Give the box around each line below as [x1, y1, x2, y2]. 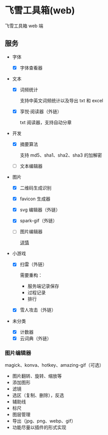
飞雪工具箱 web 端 [5, 23, 44, 29]
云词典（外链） [19, 335, 52, 342]
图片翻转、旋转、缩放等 [12, 373, 62, 379]
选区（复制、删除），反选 [12, 392, 64, 398]
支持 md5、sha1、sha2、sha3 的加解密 [19, 152, 102, 158]
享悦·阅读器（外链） [19, 108, 62, 115]
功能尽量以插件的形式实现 [12, 424, 67, 430]
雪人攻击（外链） [19, 307, 56, 313]
